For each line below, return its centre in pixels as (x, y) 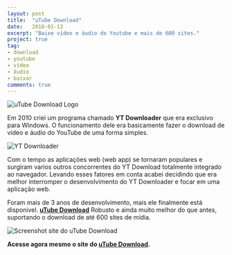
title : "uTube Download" (44, 20)
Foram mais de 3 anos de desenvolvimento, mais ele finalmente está (105, 203)
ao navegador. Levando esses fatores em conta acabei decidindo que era (112, 174)
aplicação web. (29, 189)
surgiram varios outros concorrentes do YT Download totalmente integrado (115, 167)
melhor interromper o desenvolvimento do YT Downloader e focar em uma (114, 182)
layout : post (26, 14)
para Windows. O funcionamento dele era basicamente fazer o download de (116, 125)
